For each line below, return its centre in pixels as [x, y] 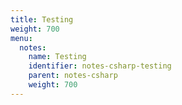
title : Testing [42, 19]
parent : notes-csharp [73, 76]
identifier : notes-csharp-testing [100, 66]
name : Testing [57, 57]
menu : [21, 38]
